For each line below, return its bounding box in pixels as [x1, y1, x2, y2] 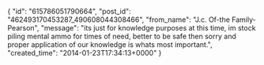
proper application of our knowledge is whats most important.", [7, 40, 213, 49]
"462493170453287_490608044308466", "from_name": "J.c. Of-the [7, 15, 231, 24]
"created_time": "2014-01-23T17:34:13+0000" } [7, 49, 162, 57]
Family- [232, 15, 256, 24]
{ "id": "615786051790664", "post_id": [7, 7, 131, 16]
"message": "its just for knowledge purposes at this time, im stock [40, 23, 256, 32]
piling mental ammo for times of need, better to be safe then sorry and [7, 31, 236, 41]
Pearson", [7, 23, 40, 32]
